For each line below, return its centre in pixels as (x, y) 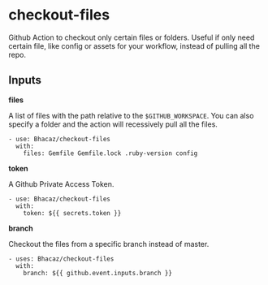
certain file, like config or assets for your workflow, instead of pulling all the (134, 45)
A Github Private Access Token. (61, 184)
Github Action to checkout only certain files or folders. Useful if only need (132, 37)
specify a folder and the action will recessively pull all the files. (113, 124)
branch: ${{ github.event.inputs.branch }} (98, 273)
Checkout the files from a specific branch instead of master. (109, 244)
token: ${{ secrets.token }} (72, 213)
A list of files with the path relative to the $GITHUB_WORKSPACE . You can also (131, 115)
